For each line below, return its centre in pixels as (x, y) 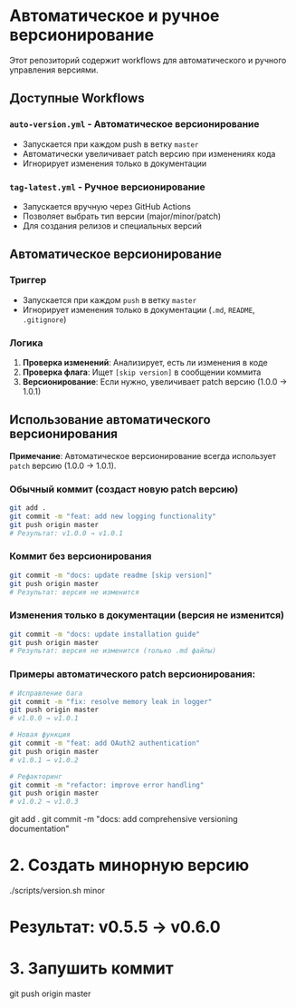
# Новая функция (40, 735)
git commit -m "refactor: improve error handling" (107, 785)
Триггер (28, 280)
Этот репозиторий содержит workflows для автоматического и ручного (148, 60)
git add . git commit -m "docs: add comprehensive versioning (124, 819)
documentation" (39, 829)
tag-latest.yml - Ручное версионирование (107, 187)
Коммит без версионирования (81, 556)
